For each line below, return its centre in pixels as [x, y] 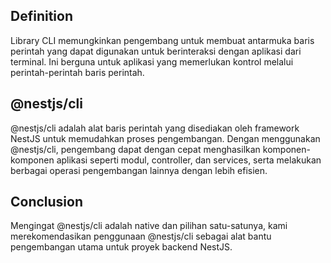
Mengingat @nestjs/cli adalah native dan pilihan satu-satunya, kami [149, 226]
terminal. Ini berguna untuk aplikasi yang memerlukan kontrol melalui [152, 61]
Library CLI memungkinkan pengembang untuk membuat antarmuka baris [162, 40]
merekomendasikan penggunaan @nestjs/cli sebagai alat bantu [141, 236]
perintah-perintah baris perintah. [77, 72]
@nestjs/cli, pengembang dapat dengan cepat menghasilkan [135, 149]
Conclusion [47, 202]
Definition [41, 16]
